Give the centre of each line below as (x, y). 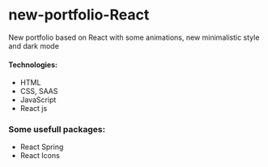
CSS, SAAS (39, 92)
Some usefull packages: (57, 130)
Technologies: (33, 64)
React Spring (42, 147)
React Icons (40, 156)
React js (34, 109)
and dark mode (34, 45)
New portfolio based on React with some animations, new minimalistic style (134, 37)
